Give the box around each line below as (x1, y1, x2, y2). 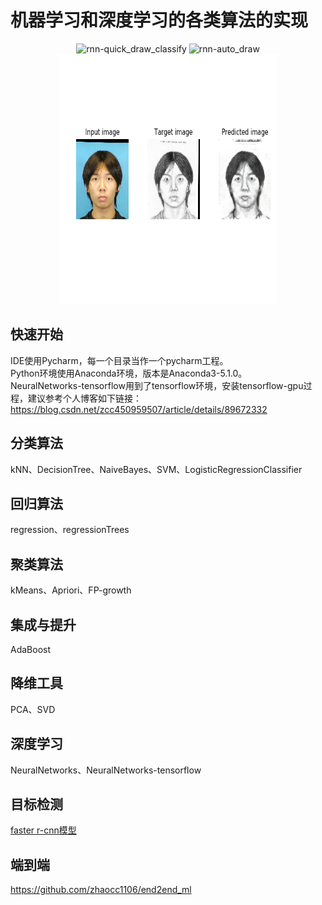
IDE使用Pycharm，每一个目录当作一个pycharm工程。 (10, 354, 229, 366)
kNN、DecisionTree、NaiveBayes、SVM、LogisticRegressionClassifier (10, 463, 303, 475)
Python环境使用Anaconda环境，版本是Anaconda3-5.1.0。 (10, 367, 248, 379)
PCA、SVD (10, 703, 56, 715)
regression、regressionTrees (10, 524, 130, 536)
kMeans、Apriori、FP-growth (10, 584, 132, 596)
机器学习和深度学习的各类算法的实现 (10, 9, 309, 32)
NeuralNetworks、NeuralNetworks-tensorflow (10, 764, 202, 776)
